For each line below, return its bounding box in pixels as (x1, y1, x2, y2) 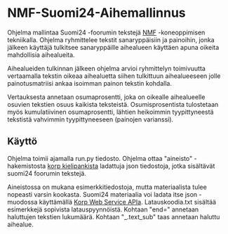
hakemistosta (7, 162, 46, 170)
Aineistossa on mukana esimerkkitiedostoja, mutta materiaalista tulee (7, 183, 207, 191)
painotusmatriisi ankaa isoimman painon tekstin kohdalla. (7, 79, 172, 87)
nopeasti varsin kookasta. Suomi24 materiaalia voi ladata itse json (7, 190, 198, 198)
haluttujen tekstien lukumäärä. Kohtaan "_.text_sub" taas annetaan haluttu (7, 212, 220, 221)
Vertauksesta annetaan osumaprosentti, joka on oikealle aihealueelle (7, 93, 206, 101)
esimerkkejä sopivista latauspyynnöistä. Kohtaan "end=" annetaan (7, 205, 199, 214)
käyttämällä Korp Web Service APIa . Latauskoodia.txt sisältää (39, 197, 216, 206)
